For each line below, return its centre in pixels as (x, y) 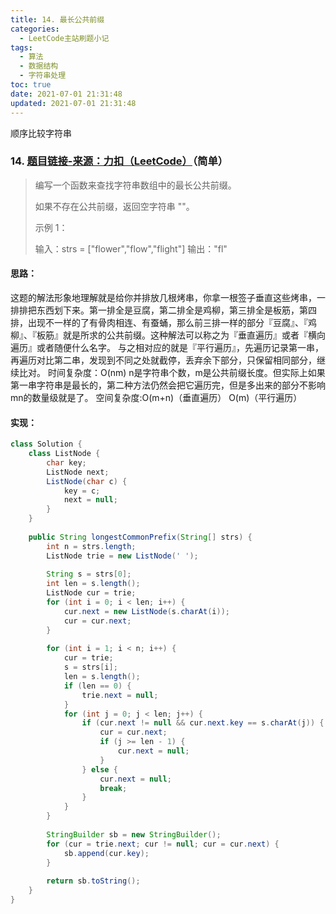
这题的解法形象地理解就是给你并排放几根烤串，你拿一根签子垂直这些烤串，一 (168, 297)
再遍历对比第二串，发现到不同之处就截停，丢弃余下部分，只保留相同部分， (163, 360)
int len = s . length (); (93, 584)
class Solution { (46, 444)
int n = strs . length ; (91, 546)
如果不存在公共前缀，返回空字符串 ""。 (114, 206)
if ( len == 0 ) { (97, 686)
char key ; (66, 462)
